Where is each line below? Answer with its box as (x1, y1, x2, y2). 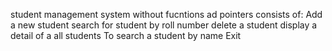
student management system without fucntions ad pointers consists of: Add (10, 9, 323, 20)
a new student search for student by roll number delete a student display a (10, 19, 318, 31)
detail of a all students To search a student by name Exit (10, 30, 242, 41)
